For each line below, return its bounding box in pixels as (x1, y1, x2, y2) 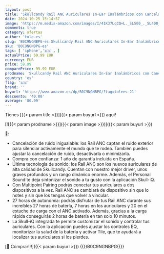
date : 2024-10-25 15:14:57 (5, 16, 60, 21)
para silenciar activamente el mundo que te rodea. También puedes (12, 146, 148, 152)
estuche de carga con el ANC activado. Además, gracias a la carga (12, 208, 147, 214)
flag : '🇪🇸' (5, 80, 29, 85)
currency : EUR (5, 57, 34, 62)
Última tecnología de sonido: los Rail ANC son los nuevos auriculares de (12, 161, 157, 167)
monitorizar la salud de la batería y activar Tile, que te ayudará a (12, 229, 142, 235)
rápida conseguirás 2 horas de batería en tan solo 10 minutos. (12, 213, 137, 219)
